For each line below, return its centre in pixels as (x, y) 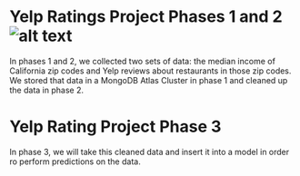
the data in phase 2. (47, 90)
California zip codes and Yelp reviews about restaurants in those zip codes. (150, 71)
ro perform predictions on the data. (75, 161)
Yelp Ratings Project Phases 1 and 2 (146, 17)
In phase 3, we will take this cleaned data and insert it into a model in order (150, 152)
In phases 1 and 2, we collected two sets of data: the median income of (142, 61)
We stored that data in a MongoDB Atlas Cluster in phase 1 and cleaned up (149, 80)
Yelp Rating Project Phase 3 (115, 127)
